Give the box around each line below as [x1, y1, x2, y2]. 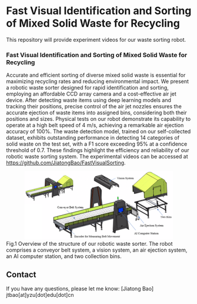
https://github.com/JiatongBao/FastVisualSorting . [6, 159, 126, 166]
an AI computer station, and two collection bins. [6, 252, 122, 260]
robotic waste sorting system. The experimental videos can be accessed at [6, 153, 188, 160]
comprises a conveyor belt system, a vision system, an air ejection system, [6, 246, 188, 253]
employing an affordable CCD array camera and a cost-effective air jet [6, 90, 176, 98]
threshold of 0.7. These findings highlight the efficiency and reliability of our [6, 147, 189, 154]
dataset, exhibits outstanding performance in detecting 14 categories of [6, 134, 180, 141]
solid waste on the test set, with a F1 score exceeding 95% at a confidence [6, 140, 188, 148]
